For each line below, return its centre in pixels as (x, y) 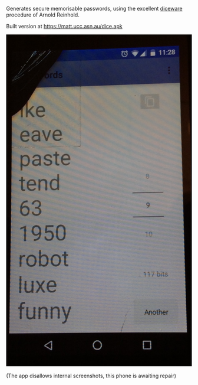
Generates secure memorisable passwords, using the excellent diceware (94, 9)
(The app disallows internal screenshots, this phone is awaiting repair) (91, 376)
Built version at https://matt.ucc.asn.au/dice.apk (64, 26)
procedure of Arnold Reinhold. (43, 15)
